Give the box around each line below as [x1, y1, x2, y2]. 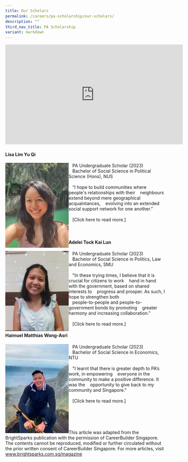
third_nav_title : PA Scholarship [5, 24, 76, 30]
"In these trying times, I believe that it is [72, 272, 155, 278]
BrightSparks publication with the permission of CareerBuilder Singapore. [5, 435, 159, 441]
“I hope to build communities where [72, 184, 147, 190]
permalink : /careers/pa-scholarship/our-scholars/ [5, 13, 115, 19]
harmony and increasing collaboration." [68, 310, 151, 316]
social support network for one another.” [68, 206, 153, 212]
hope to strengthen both [68, 294, 120, 300]
